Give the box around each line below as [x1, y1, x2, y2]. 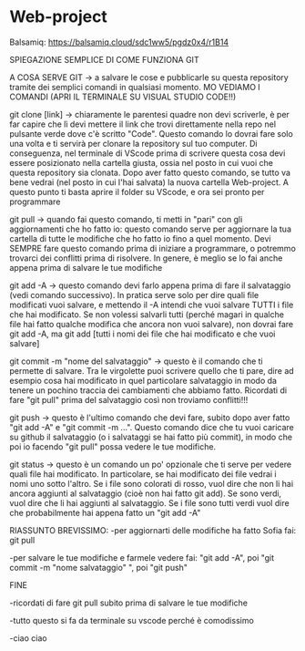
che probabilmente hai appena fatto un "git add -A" [9, 507, 201, 518]
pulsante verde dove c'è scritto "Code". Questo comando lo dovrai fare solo [9, 128, 293, 139]
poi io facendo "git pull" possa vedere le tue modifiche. [9, 440, 217, 452]
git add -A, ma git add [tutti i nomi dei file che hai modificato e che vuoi [9, 328, 276, 339]
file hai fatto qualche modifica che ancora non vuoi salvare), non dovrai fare [9, 318, 294, 329]
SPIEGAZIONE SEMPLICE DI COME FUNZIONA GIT [9, 54, 199, 65]
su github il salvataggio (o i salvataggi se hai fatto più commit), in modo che [9, 431, 293, 442]
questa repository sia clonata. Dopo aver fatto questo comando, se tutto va [9, 167, 291, 178]
